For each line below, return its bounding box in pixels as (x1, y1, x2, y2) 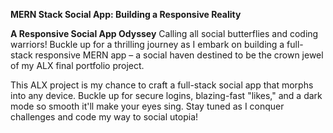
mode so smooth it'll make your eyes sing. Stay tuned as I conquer (10, 100, 285, 112)
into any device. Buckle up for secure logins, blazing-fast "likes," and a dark (10, 90, 323, 101)
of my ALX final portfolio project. (10, 60, 145, 71)
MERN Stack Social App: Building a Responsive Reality (10, 9, 242, 20)
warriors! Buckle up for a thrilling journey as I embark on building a (10, 39, 285, 50)
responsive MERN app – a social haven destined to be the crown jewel (34, 49, 324, 61)
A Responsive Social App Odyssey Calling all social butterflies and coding (10, 28, 319, 39)
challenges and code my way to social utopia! (10, 111, 199, 123)
